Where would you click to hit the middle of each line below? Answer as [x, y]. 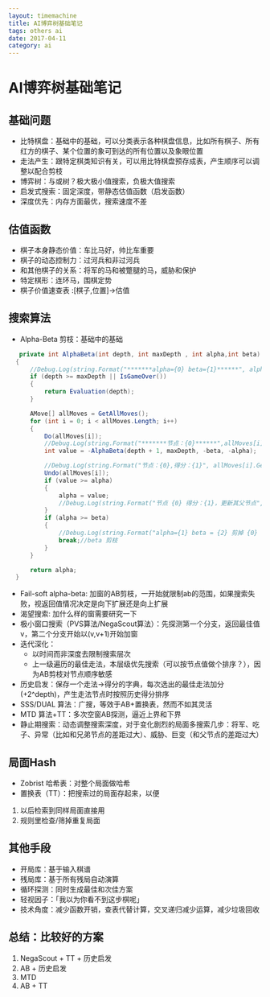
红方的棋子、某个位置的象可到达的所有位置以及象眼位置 [111, 151]
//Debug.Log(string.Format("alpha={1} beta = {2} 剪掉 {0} [159, 533]
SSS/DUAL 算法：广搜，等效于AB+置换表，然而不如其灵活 [116, 704]
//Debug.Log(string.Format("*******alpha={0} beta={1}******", [138, 369]
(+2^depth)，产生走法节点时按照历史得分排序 [95, 694]
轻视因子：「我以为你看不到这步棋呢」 [82, 899]
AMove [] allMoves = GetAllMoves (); [89, 414]
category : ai [30, 46]
